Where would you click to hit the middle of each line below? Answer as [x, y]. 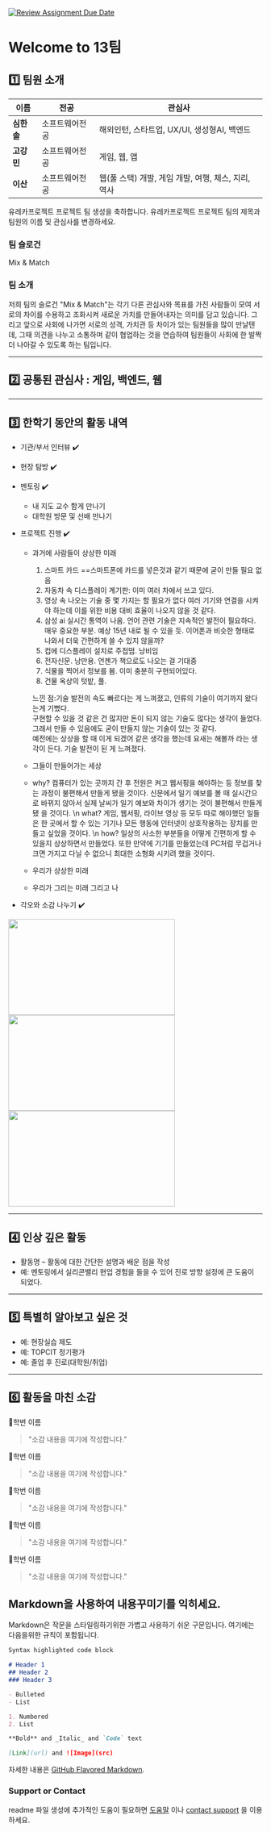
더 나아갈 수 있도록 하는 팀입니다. [60, 344]
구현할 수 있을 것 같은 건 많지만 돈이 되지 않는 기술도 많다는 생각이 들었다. [147, 719]
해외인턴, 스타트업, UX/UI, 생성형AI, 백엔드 [175, 129]
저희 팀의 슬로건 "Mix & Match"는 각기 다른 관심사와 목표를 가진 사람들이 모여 [130, 304]
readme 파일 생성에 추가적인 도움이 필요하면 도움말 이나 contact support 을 [128, 1809]
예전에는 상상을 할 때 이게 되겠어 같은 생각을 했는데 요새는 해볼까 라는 [141, 739]
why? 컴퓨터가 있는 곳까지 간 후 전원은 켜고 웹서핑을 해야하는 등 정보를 [143, 783]
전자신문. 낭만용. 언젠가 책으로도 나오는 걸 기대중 [121, 661]
